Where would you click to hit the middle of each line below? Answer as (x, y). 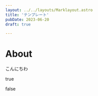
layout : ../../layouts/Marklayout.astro (49, 10)
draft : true (18, 24)
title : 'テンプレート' (27, 15)
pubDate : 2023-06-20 (27, 19)
